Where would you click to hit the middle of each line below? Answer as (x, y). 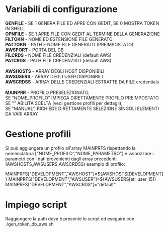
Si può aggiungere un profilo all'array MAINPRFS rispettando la (70, 148)
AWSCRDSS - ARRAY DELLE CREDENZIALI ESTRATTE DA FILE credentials (82, 82)
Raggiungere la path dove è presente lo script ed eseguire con (70, 218)
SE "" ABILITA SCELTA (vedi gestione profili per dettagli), (64, 103)
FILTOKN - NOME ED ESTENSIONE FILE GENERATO (59, 39)
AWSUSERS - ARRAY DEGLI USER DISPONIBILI (54, 76)
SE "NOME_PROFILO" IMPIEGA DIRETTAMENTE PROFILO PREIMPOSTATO (82, 98)
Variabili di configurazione (62, 9)
